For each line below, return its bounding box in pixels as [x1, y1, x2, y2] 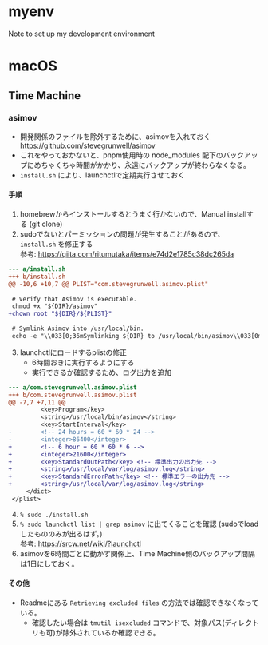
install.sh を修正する [19, 239, 93, 249]
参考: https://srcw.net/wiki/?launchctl [19, 539, 142, 548]
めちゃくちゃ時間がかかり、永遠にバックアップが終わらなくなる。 [33, 160, 251, 169]
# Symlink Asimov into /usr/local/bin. [11, 324, 145, 333]
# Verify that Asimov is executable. [11, 295, 137, 303]
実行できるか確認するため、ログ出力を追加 [31, 367, 172, 377]
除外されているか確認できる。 [62, 627, 160, 637]
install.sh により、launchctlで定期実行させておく [19, 170, 186, 180]
